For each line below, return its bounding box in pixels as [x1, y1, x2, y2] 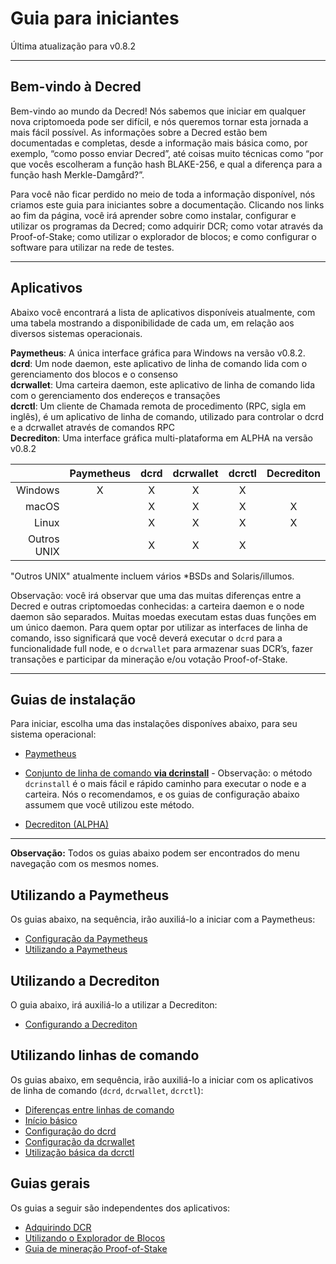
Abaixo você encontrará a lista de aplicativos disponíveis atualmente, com [10, 306, 316, 318]
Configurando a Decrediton [24, 1018, 138, 1030]
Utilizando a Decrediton [10, 972, 160, 989]
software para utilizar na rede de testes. [10, 241, 175, 253]
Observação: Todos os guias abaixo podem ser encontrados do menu [10, 847, 300, 859]
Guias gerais [10, 1175, 91, 1192]
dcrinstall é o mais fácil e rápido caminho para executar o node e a [24, 778, 307, 790]
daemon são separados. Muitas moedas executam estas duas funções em [10, 610, 317, 622]
